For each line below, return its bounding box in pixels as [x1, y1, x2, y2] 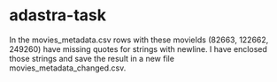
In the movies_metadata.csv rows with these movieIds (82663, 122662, [9, 34, 269, 45]
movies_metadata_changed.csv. [9, 63, 127, 73]
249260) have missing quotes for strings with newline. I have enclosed [9, 43, 268, 54]
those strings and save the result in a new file [9, 53, 175, 63]
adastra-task [9, 5, 107, 26]
